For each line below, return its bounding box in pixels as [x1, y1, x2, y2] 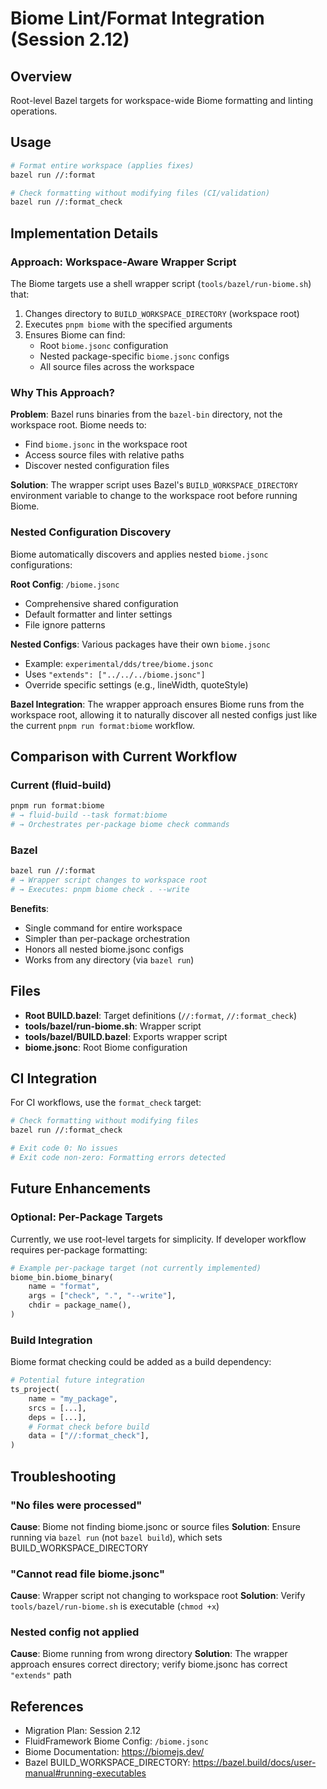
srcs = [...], [28, 1403, 87, 1413]
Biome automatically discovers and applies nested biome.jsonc [10, 548, 269, 560]
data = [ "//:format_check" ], [28, 1431, 150, 1441]
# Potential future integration [10, 1375, 145, 1386]
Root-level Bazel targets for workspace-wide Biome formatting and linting [10, 95, 313, 106]
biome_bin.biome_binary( [10, 1272, 114, 1282]
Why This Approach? [10, 385, 115, 399]
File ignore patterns [24, 618, 106, 631]
